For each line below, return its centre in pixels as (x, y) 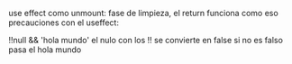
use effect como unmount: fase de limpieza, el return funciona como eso (143, 13)
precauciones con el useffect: (64, 23)
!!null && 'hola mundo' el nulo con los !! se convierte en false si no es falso (146, 40)
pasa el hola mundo (45, 50)
